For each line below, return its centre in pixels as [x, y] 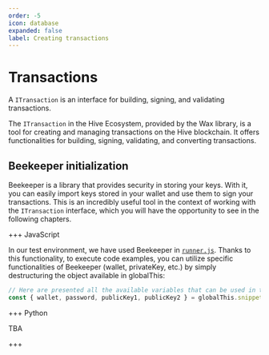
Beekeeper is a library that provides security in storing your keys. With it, [128, 185]
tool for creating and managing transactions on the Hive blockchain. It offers [134, 132]
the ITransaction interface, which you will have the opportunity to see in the [134, 210]
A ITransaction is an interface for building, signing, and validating [116, 100]
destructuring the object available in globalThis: [87, 275]
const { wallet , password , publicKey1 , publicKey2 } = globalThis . [123, 297]
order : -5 [25, 16]
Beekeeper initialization [68, 166]
